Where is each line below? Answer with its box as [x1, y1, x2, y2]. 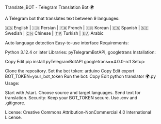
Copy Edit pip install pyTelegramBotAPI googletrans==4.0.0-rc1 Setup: [5, 59, 145, 64]
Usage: [5, 81, 19, 86]
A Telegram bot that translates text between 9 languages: [5, 15, 120, 21]
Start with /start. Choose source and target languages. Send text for [5, 90, 141, 96]
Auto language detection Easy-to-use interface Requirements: [5, 40, 129, 45]
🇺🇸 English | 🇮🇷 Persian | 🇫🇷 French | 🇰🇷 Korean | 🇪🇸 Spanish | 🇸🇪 [5, 25, 149, 30]
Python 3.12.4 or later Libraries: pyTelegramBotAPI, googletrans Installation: [5, 49, 156, 55]
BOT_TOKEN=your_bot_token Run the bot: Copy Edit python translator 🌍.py [5, 73, 156, 79]
